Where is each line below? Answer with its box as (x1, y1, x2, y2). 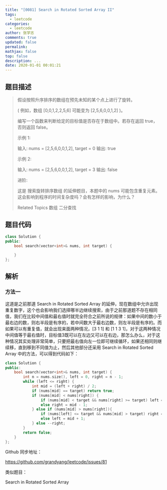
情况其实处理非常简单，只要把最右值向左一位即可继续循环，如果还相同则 (9, 338, 158, 344)
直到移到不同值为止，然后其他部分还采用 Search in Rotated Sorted (18, 344, 154, 350)
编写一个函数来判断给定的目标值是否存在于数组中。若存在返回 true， (17, 118, 158, 124)
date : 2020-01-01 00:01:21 (5, 63, 61, 68)
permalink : (5, 44, 28, 49)
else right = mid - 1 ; (40, 402, 88, 407)
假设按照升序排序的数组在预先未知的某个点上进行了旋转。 (17, 97, 135, 103)
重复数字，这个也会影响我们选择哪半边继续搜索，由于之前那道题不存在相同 (5, 307, 158, 313)
